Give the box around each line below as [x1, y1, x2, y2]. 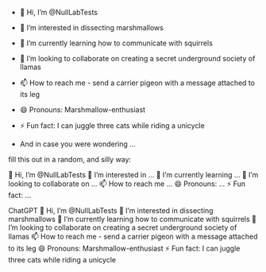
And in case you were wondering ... [19, 139, 137, 149]
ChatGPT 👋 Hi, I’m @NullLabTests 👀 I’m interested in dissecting [8, 206, 214, 215]
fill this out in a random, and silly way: [8, 155, 132, 164]
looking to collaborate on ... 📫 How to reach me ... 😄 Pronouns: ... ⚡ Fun [8, 179, 246, 188]
